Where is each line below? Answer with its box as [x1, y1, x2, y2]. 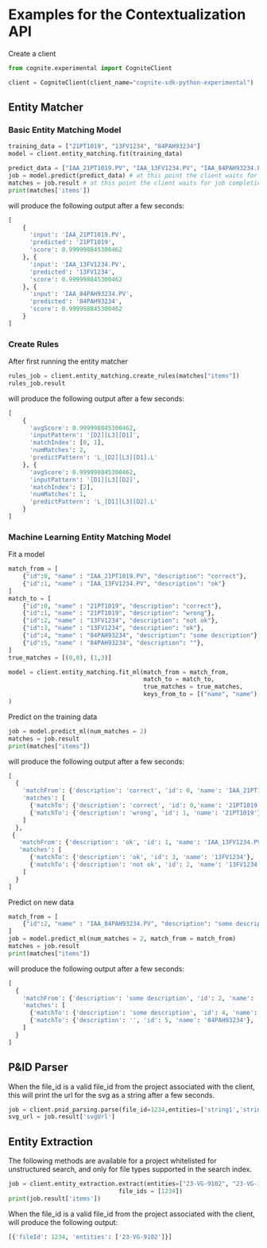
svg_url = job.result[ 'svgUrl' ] [8, 1113, 115, 1121]
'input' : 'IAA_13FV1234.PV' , [29, 260, 126, 268]
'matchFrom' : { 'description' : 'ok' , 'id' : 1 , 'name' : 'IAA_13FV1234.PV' [18, 838, 265, 846]
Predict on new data [8, 897, 74, 907]
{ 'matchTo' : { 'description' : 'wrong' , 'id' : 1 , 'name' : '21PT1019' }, [29, 809, 265, 817]
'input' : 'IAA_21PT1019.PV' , [29, 231, 126, 239]
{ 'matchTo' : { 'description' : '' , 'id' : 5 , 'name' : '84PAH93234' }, [29, 1017, 254, 1024]
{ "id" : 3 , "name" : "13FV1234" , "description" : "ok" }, [22, 624, 204, 632]
